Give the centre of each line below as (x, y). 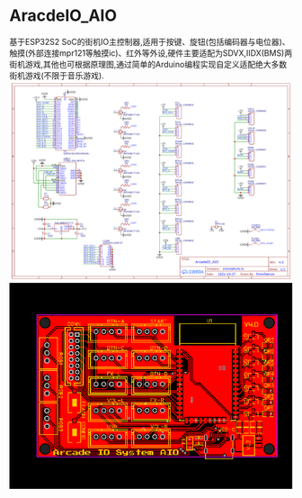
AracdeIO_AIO (63, 16)
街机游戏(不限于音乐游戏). (57, 75)
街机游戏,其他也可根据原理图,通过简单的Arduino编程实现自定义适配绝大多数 (148, 64)
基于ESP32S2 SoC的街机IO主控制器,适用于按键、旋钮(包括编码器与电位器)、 (150, 41)
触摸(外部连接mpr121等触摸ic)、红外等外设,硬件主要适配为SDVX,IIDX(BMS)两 (151, 53)
